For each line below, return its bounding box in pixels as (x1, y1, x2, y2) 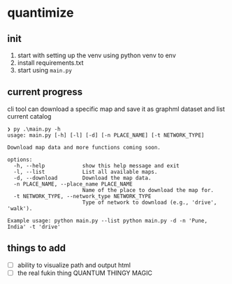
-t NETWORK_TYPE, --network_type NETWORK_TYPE (13, 193, 152, 200)
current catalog (7, 112, 52, 120)
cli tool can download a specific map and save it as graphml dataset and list (7, 105, 225, 113)
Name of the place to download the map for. (82, 186, 215, 193)
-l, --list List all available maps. (13, 168, 158, 175)
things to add (7, 242, 66, 254)
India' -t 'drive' (7, 223, 61, 230)
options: (7, 156, 33, 163)
